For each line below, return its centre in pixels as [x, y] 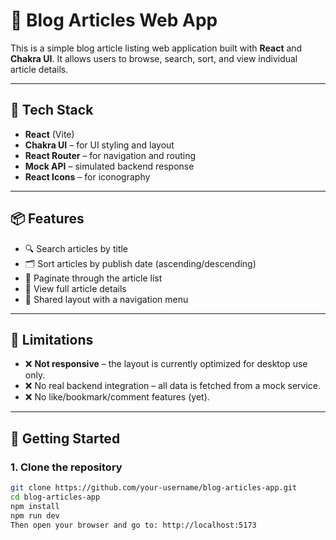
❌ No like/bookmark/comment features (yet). [117, 397]
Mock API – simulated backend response [109, 166]
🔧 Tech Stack [52, 110]
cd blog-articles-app [55, 497]
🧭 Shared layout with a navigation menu [106, 299]
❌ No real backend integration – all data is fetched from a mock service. [173, 386]
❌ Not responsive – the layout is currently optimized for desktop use [166, 364]
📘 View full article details [75, 288]
